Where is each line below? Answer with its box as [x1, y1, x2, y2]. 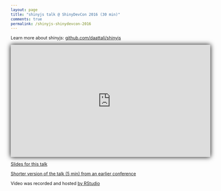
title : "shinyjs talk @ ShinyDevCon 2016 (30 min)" [10, 12, 120, 17]
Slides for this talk [10, 161, 48, 167]
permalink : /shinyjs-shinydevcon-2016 [10, 21, 91, 26]
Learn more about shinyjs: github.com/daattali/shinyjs [10, 35, 121, 41]
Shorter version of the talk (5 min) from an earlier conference [10, 171, 136, 177]
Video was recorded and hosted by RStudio [10, 181, 100, 187]
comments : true [10, 16, 42, 21]
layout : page [10, 7, 38, 12]
